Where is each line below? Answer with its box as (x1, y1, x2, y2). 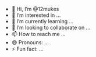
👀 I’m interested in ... (11, 12, 61, 19)
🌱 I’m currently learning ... (11, 18, 74, 24)
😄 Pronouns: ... (11, 39, 49, 46)
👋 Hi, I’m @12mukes (11, 6, 59, 12)
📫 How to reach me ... (11, 31, 66, 37)
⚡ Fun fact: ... (11, 45, 44, 52)
